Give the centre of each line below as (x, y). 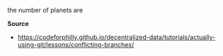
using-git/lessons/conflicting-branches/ (76, 44)
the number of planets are (45, 10)
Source (18, 23)
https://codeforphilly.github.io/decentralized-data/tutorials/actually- (116, 37)
